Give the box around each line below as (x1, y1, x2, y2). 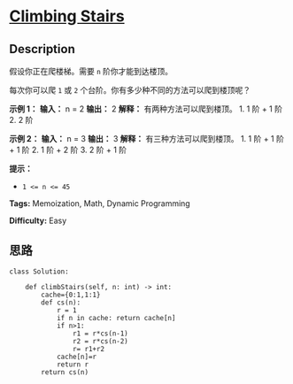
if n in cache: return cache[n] (56, 313, 176, 322)
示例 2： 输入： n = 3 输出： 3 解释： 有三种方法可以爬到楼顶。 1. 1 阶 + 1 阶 (9, 134, 285, 143)
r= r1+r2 (72, 344, 104, 353)
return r (56, 360, 89, 369)
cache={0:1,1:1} (41, 290, 101, 299)
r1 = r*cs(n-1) (72, 329, 128, 338)
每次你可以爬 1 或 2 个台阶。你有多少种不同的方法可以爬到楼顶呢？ (9, 85, 251, 95)
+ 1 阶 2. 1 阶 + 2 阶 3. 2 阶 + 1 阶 (9, 144, 127, 155)
